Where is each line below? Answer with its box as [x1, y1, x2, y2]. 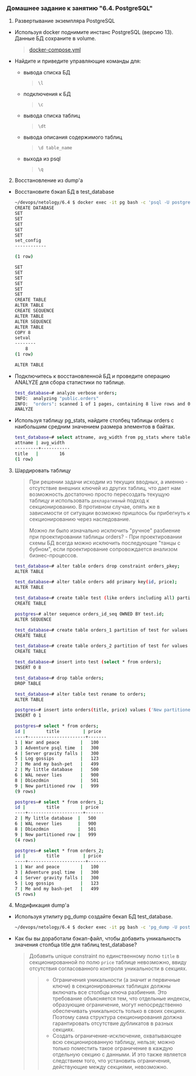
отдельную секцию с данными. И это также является [52, 1051, 187, 1058]
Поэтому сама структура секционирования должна [52, 1014, 183, 1021]
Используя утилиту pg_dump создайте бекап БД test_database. [14, 913, 173, 920]
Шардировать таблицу [14, 467, 71, 474]
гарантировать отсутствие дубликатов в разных [52, 1020, 174, 1027]
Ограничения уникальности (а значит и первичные [52, 976, 180, 984]
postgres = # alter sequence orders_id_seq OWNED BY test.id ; [14, 611, 164, 617]
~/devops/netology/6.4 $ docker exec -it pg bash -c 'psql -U [14, 200, 170, 205]
